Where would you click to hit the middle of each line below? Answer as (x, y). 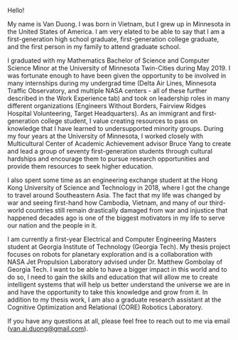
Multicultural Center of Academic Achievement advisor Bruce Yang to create (119, 144)
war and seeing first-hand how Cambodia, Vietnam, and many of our (108, 203)
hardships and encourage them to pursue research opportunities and (108, 159)
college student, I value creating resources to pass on (119, 121)
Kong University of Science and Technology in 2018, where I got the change (119, 187)
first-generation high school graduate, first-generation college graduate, (113, 39)
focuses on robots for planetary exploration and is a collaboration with (110, 254)
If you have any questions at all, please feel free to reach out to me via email (119, 321)
